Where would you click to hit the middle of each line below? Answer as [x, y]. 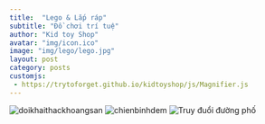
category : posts [40, 68]
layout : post [34, 59]
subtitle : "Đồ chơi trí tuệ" [64, 26]
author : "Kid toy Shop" [54, 34]
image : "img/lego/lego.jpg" [62, 51]
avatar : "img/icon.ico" [54, 43]
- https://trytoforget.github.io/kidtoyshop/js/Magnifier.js [131, 84]
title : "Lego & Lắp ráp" [58, 18]
